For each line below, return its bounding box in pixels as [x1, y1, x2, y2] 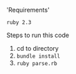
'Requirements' [6, 6, 50, 14]
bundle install [16, 53, 61, 60]
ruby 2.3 [6, 19, 32, 26]
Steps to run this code [6, 31, 70, 39]
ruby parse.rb [16, 60, 57, 67]
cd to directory [16, 45, 59, 52]
